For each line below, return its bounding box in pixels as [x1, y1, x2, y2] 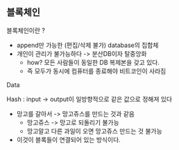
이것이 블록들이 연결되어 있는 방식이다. [16, 135, 121, 144]
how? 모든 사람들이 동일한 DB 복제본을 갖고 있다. [26, 58, 160, 66]
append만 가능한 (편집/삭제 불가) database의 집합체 [16, 41, 159, 49]
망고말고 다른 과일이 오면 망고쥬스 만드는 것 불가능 [26, 126, 162, 135]
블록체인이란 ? [6, 26, 46, 35]
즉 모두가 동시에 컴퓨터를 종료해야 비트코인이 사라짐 [26, 66, 167, 75]
